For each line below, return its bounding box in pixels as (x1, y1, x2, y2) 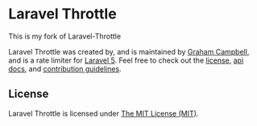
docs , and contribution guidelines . (8, 63, 122, 73)
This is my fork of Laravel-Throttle (8, 31, 122, 41)
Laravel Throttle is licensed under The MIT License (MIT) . (8, 108, 199, 118)
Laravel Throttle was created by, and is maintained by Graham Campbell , (8, 47, 250, 56)
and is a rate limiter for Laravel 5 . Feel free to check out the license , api (8, 55, 244, 65)
